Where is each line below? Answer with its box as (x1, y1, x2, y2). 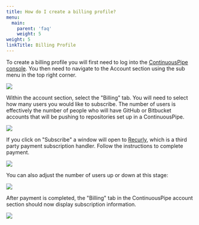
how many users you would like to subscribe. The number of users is (6, 100, 176, 108)
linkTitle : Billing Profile (6, 42, 76, 48)
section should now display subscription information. (6, 200, 136, 208)
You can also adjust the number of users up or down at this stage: (6, 171, 169, 178)
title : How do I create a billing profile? (6, 8, 117, 15)
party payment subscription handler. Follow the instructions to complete (6, 142, 183, 150)
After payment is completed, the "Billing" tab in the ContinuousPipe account (6, 194, 193, 201)
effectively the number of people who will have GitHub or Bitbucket (6, 107, 172, 114)
